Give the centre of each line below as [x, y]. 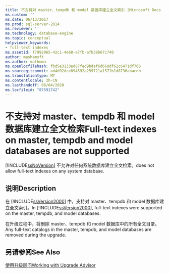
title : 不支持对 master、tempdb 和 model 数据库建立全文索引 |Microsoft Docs [83, 10]
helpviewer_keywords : [28, 43]
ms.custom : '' [20, 15]
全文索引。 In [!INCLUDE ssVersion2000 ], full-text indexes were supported [86, 208]
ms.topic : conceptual [28, 38]
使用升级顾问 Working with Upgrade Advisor [50, 265]
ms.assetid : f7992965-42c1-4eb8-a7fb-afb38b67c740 [60, 52]
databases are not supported [67, 151]
